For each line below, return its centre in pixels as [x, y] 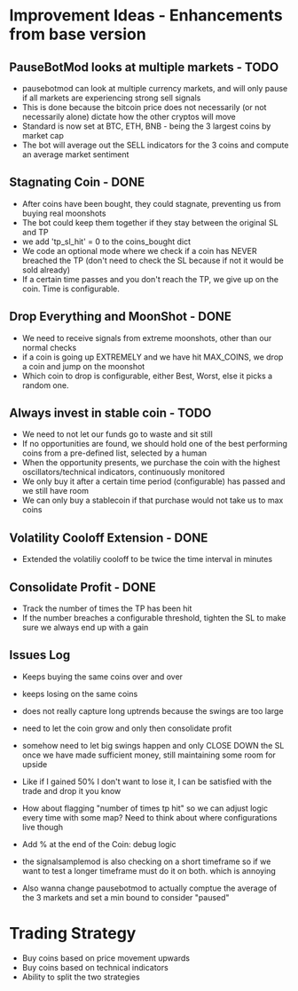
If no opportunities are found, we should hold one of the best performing [155, 444]
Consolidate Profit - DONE [83, 587]
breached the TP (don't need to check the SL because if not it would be [153, 260]
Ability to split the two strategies [81, 977]
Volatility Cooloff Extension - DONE [109, 538]
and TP [35, 232]
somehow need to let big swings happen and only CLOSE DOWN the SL [153, 745]
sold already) [46, 270]
